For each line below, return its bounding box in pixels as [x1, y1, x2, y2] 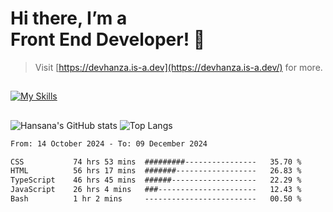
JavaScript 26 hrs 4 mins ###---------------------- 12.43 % [10, 185, 302, 195]
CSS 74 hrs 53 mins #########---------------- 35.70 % [10, 157, 302, 167]
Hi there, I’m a [10, 7, 128, 30]
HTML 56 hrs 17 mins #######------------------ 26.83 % [10, 166, 302, 176]
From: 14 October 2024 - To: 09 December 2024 [10, 138, 208, 149]
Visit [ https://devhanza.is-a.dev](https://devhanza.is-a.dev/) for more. [34, 61, 323, 73]
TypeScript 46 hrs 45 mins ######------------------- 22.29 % [10, 175, 302, 186]
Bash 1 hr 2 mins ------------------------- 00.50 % [10, 194, 302, 204]
